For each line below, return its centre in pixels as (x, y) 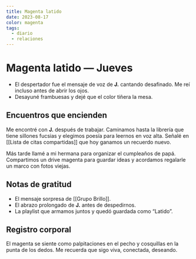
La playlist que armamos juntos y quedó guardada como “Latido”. (94, 211)
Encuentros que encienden (57, 115)
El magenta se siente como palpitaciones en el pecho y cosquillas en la (92, 244)
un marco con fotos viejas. (38, 166)
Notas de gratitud (39, 185)
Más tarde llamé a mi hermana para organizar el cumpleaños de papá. (91, 153)
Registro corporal (39, 229)
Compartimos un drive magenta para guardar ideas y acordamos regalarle (96, 160)
